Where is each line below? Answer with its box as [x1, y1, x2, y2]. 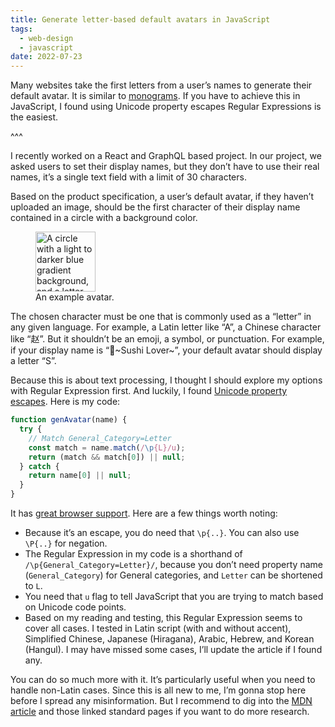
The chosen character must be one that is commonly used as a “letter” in [10, 311, 312, 323]
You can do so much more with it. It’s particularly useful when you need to [10, 674, 316, 685]
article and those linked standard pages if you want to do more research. [10, 706, 310, 717]
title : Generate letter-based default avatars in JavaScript [10, 14, 271, 25]
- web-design [19, 33, 74, 43]
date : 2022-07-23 [10, 52, 83, 62]
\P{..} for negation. [24, 537, 108, 549]
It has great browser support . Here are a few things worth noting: [10, 507, 278, 519]
